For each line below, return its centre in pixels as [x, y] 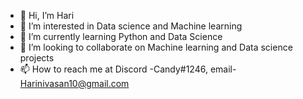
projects [37, 58]
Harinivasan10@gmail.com [74, 83]
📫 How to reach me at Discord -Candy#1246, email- [128, 69]
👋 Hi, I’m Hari [47, 15]
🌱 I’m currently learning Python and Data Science [121, 36]
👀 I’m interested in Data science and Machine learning [131, 26]
